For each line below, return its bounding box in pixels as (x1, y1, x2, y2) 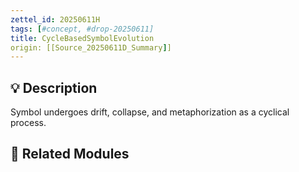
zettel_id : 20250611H (10, 14, 101, 25)
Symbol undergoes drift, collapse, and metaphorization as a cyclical (10, 106, 290, 118)
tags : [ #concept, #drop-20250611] (10, 24, 155, 34)
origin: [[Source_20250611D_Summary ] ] (10, 42, 172, 53)
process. (10, 117, 47, 129)
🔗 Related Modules (10, 146, 130, 163)
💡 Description (10, 79, 98, 96)
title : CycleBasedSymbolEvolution (10, 33, 155, 43)
